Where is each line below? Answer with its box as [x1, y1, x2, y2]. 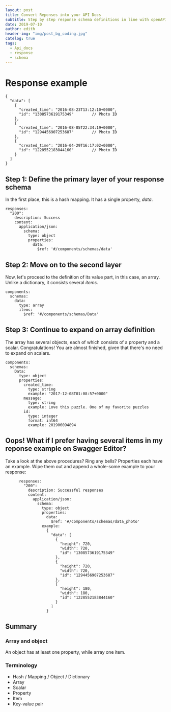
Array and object [5, 637, 48, 645]
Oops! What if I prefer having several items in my [5, 437, 163, 445]
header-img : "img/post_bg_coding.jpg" [5, 31, 88, 36]
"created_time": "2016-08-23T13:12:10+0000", [18, 107, 117, 112]
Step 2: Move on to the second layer [5, 260, 122, 269]
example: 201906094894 [27, 422, 76, 427]
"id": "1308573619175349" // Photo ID [18, 112, 117, 117]
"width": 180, [60, 590, 90, 595]
